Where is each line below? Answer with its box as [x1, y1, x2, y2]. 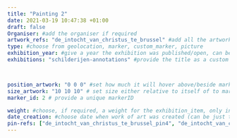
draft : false [7, 23, 46, 30]
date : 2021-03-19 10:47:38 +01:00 [7, 17, 109, 24]
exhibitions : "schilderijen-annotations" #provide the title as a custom [7, 56, 229, 63]
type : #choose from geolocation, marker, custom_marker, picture [7, 43, 203, 50]
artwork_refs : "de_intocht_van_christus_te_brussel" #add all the [7, 37, 207, 44]
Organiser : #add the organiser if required [7, 30, 138, 37]
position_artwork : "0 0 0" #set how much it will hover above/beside [7, 81, 217, 88]
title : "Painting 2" [7, 10, 68, 18]
